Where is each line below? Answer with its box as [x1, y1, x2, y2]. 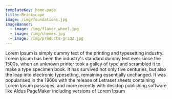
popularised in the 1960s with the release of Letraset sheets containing [5, 77, 155, 83]
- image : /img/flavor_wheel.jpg [10, 27, 79, 32]
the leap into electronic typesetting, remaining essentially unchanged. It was [5, 71, 166, 78]
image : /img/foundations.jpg [5, 17, 68, 22]
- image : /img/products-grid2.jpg [10, 36, 83, 41]
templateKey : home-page [5, 7, 56, 13]
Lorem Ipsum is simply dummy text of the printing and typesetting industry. [5, 49, 164, 56]
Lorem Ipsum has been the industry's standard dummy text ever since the [5, 55, 161, 61]
